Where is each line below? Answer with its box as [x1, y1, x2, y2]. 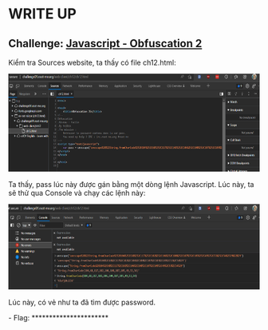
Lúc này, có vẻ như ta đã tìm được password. [8, 297, 156, 307]
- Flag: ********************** [8, 312, 109, 322]
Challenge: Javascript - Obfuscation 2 [8, 37, 203, 50]
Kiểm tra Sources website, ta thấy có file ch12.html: [8, 58, 177, 67]
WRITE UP [8, 5, 77, 23]
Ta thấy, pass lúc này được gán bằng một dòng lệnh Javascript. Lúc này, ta [8, 180, 254, 189]
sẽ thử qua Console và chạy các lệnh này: [8, 189, 146, 198]
